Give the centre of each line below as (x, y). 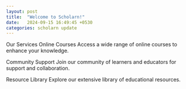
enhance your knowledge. (37, 51)
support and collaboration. (38, 69)
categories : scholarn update (42, 28)
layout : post (22, 11)
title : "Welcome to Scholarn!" (45, 17)
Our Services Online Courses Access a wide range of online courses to (92, 44)
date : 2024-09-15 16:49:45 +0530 (49, 22)
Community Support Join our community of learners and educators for (91, 62)
